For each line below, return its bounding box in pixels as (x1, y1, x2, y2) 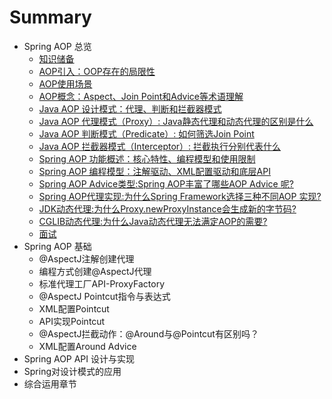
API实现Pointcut (38, 315, 106, 327)
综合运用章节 (23, 377, 77, 390)
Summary (9, 6, 92, 29)
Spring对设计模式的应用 (23, 365, 122, 377)
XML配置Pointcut (38, 302, 110, 315)
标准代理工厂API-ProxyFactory (38, 277, 166, 290)
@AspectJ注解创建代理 (38, 252, 135, 265)
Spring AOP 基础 (23, 240, 92, 252)
